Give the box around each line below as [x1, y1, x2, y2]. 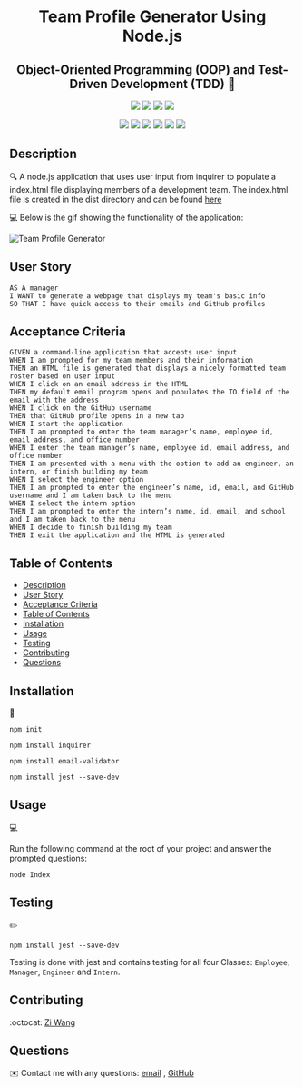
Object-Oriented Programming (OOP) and [16, 62, 256, 77]
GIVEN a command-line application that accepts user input [9, 348, 238, 357]
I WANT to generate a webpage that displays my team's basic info [9, 291, 266, 301]
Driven [69, 75, 109, 92]
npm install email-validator [9, 757, 120, 766]
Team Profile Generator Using [38, 6, 267, 27]
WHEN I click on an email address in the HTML [9, 380, 189, 389]
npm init [9, 725, 43, 734]
